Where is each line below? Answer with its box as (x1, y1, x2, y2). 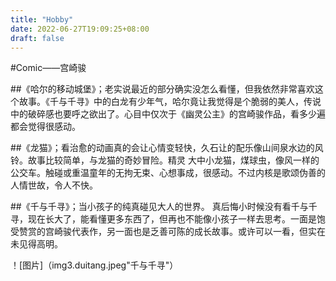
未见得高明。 (10, 238, 63, 250)
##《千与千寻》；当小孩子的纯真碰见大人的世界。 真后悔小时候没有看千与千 (10, 201, 318, 213)
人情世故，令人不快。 (10, 179, 98, 191)
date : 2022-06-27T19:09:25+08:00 (10, 24, 150, 34)
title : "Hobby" (10, 14, 74, 25)
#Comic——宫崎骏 (10, 62, 87, 74)
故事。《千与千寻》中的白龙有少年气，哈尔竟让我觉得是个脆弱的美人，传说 (18, 96, 322, 108)
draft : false (10, 33, 65, 43)
